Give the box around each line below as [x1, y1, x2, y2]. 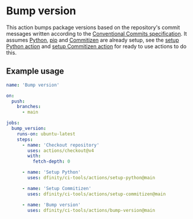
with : [27, 153, 42, 159]
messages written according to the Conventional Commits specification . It [6, 30, 187, 37]
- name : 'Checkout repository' [21, 142, 100, 148]
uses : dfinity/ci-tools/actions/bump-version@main [27, 207, 156, 213]
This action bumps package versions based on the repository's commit [6, 24, 180, 31]
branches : [17, 104, 42, 110]
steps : [17, 137, 33, 142]
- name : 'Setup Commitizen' [21, 185, 92, 191]
